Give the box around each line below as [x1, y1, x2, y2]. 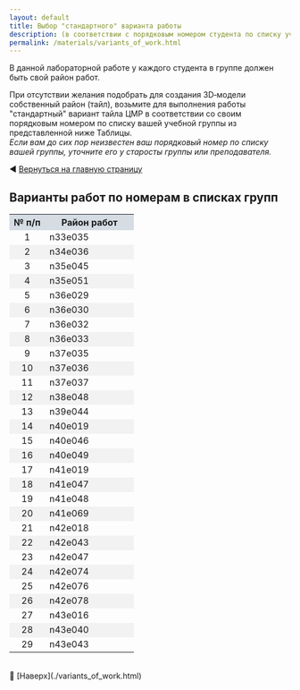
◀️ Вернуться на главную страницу [9, 164, 143, 175]
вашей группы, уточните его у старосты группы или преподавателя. [9, 147, 272, 158]
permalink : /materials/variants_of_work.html [9, 38, 181, 47]
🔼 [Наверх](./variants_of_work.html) [9, 670, 142, 681]
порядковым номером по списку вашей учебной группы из [9, 118, 237, 129]
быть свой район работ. [9, 72, 101, 83]
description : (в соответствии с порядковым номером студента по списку [9, 30, 281, 38]
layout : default [9, 13, 70, 22]
